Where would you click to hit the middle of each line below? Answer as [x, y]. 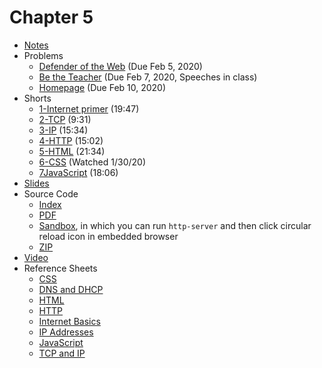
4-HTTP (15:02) [71, 140]
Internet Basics [69, 321]
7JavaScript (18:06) [78, 172]
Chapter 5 [51, 17]
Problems [43, 55]
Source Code [51, 193]
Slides [36, 183]
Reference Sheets [60, 268]
